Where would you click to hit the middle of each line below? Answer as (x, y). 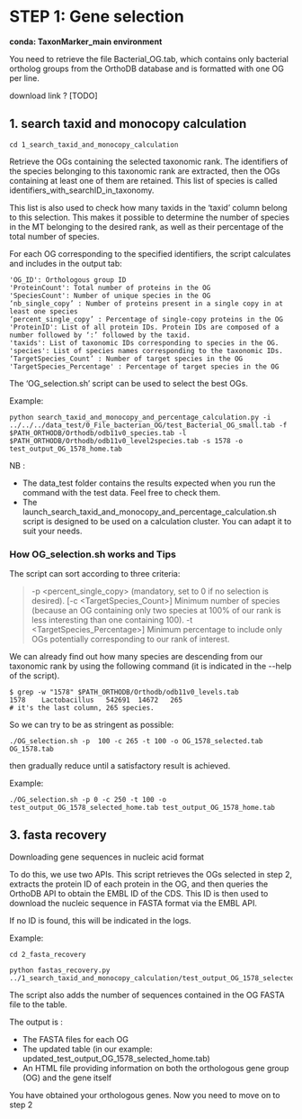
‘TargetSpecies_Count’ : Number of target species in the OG (126, 359)
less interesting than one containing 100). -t (112, 620)
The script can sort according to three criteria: (95, 574)
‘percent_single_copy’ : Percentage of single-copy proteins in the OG (146, 319)
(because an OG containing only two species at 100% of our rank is (156, 611)
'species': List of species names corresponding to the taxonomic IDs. (146, 350)
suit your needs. (52, 531)
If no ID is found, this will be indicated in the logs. (100, 920)
